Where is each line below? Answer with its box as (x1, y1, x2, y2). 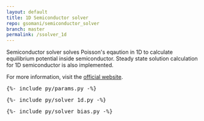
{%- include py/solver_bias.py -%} (6, 108, 113, 115)
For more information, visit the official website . (6, 73, 123, 81)
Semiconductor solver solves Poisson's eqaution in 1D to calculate (6, 48, 173, 56)
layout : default (6, 9, 48, 15)
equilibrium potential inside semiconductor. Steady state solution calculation (6, 55, 199, 62)
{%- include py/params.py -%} (6, 85, 97, 92)
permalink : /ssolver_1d (6, 32, 67, 38)
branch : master (6, 26, 45, 32)
